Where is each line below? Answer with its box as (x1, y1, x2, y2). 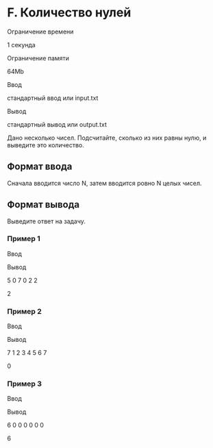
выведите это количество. (7, 140, 84, 149)
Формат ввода (7, 161, 73, 173)
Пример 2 (7, 306, 42, 316)
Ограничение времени (7, 27, 74, 36)
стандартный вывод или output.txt (7, 120, 108, 128)
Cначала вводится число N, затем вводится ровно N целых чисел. (7, 179, 202, 187)
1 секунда (7, 40, 36, 49)
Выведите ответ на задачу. (7, 217, 86, 225)
